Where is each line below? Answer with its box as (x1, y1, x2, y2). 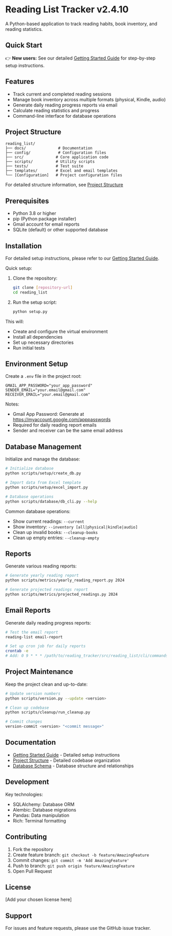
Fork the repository (12, 846, 54, 852)
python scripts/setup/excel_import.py (5, 485, 88, 490)
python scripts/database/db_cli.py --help (5, 499, 97, 504)
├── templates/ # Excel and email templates (5, 168, 118, 173)
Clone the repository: (12, 275, 58, 281)
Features (5, 77, 34, 86)
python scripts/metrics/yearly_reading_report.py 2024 (5, 578, 125, 583)
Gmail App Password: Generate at (12, 411, 84, 417)
